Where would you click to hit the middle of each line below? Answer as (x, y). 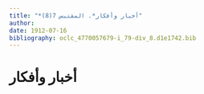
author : (22, 23)
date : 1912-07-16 (38, 30)
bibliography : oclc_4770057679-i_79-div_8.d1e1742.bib (103, 38)
